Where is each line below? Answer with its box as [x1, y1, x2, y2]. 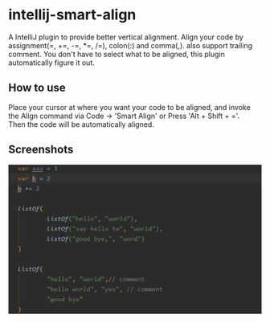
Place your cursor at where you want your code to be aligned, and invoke [8, 102, 251, 112]
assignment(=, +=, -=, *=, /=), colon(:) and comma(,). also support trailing [8, 40, 253, 50]
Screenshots [8, 143, 74, 157]
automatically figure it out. [8, 58, 95, 67]
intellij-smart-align [8, 6, 137, 24]
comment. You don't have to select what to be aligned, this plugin [8, 49, 225, 59]
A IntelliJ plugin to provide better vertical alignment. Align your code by [8, 32, 243, 42]
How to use [8, 81, 66, 95]
